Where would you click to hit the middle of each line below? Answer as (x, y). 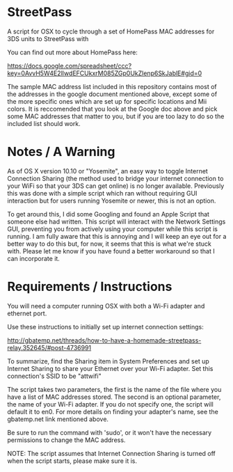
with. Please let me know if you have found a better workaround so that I (111, 251)
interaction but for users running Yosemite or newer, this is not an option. (112, 200)
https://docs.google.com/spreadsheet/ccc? (70, 65)
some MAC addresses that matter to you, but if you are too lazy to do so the (116, 116)
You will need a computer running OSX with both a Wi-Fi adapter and (106, 306)
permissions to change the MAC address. (66, 440)
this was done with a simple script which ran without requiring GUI (102, 193)
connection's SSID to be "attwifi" (55, 376)
